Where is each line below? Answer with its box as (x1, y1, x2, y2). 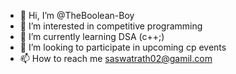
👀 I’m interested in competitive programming (19, 20, 203, 32)
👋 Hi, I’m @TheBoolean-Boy (19, 10, 135, 21)
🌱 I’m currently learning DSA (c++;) (19, 31, 165, 42)
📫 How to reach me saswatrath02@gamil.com (19, 53, 213, 64)
